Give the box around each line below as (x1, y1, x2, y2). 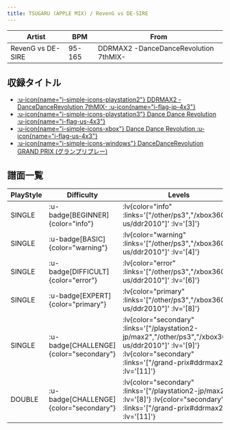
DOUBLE (10, 395, 39, 405)
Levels (168, 190, 190, 200)
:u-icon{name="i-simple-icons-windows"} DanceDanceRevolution (16, 139, 204, 147)
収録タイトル (7, 77, 62, 89)
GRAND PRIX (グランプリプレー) (16, 147, 108, 156)
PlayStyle (10, 190, 42, 200)
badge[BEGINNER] (49, 211, 110, 220)
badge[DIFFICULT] (49, 267, 110, 276)
